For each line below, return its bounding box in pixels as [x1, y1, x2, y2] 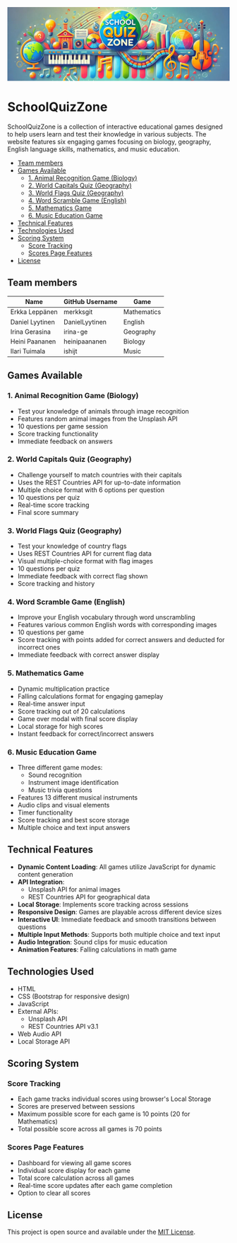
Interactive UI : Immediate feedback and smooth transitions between [17, 915, 217, 923]
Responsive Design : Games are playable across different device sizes [17, 907, 222, 916]
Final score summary [17, 508, 79, 516]
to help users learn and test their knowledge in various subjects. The [7, 129, 207, 138]
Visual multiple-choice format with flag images [17, 557, 154, 566]
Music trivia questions [28, 786, 93, 795]
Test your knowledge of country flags [17, 542, 127, 551]
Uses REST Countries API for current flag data [17, 549, 152, 558]
